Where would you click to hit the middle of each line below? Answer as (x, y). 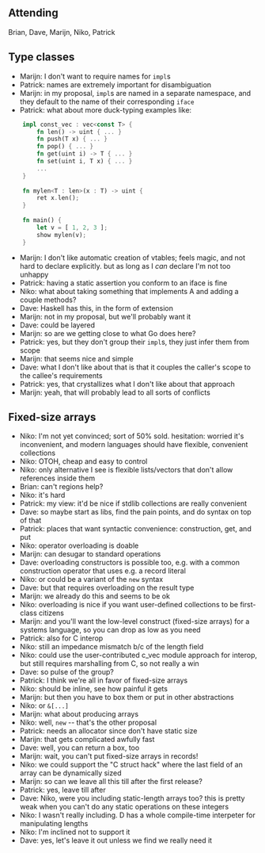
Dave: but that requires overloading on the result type (107, 588)
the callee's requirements (61, 375)
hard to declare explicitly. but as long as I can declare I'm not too (125, 266)
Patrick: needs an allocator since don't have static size (108, 731)
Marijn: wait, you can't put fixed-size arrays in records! (109, 756)
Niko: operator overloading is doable (79, 545)
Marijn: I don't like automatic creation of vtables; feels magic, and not (132, 258)
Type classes (42, 57)
